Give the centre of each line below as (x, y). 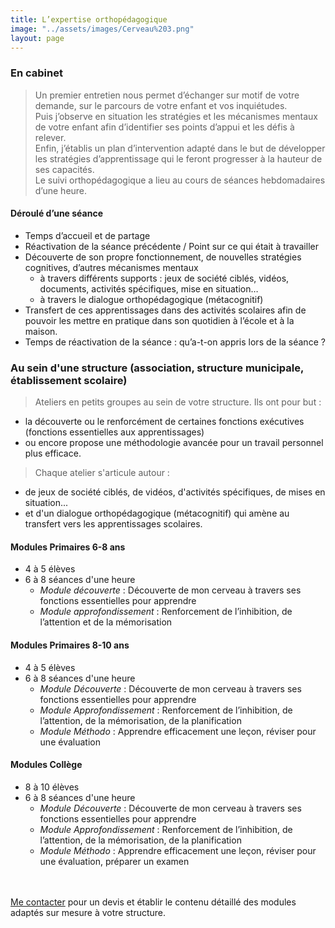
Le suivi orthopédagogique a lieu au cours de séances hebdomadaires (180, 180)
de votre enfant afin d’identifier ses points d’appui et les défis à (164, 127)
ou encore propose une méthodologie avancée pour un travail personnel (174, 443)
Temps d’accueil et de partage (87, 235)
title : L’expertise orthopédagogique (89, 19)
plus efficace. (53, 453)
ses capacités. (64, 169)
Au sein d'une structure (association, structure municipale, (157, 368)
